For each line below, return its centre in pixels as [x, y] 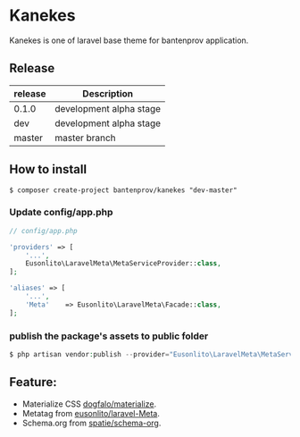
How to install [48, 169]
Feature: [33, 382]
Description [108, 93]
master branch [85, 138]
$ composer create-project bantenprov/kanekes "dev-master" [124, 190]
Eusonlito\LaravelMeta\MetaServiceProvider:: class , [123, 264]
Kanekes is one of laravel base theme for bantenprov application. [129, 40]
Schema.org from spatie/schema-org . [92, 423]
